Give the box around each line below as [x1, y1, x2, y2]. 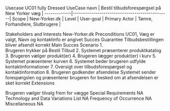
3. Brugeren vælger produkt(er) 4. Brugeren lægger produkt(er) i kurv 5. [5, 53, 157, 59]
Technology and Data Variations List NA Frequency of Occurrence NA [5, 95, 152, 101]
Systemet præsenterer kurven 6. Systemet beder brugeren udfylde [5, 58, 146, 64]
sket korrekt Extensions [5, 80, 55, 86]
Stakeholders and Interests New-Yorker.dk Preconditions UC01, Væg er [5, 31, 155, 37]
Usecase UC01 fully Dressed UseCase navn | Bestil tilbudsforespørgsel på [5, 5, 161, 11]
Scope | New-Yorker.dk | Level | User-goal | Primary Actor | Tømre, [12, 16, 153, 21]
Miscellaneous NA [5, 101, 43, 107]
